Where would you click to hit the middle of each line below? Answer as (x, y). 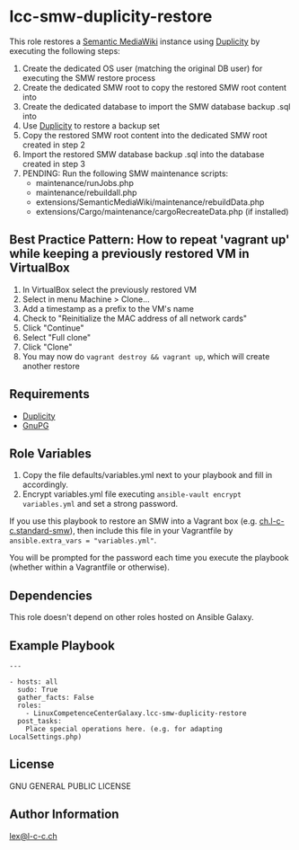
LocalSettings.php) (46, 737)
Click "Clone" (47, 347)
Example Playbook (62, 646)
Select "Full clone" (57, 337)
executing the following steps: (65, 50)
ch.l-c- (272, 521)
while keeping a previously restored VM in (129, 254)
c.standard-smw (40, 531)
